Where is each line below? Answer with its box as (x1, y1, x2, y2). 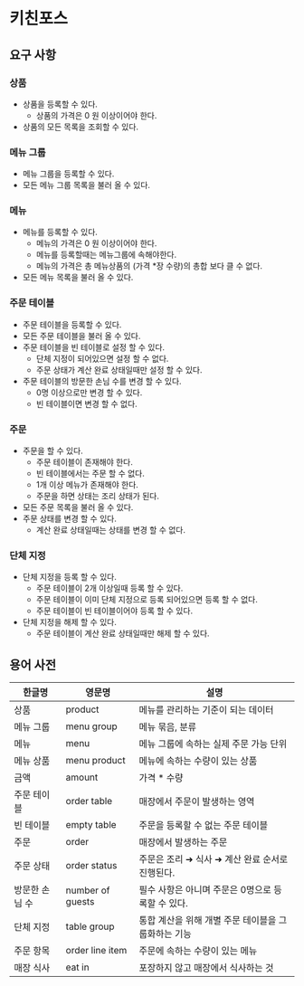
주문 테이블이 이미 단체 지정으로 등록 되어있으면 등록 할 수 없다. (35, 594, 258, 605)
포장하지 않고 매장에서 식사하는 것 (138, 962, 274, 974)
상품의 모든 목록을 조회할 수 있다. (22, 121, 138, 132)
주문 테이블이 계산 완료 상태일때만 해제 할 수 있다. (35, 628, 210, 639)
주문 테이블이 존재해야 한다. (35, 457, 133, 468)
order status (65, 859, 118, 872)
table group (65, 920, 115, 933)
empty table (65, 819, 117, 831)
